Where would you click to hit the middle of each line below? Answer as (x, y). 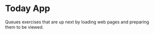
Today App (28, 8)
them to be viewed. (24, 27)
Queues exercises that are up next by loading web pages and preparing (77, 22)
